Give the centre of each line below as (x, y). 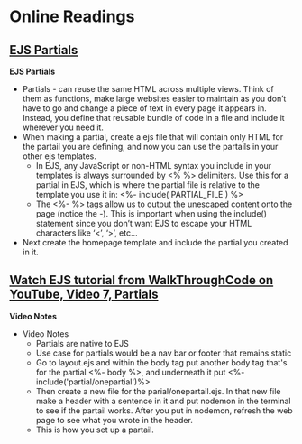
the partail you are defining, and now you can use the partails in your (150, 147)
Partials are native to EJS (82, 343)
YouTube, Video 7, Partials (84, 295)
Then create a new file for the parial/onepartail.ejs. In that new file (158, 391)
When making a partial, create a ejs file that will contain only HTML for (153, 137)
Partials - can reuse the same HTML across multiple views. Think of (148, 89)
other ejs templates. (59, 156)
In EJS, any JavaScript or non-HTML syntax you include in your (154, 166)
